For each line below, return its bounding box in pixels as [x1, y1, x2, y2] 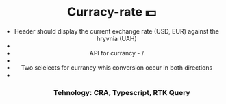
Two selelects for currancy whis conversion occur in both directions [21, 63, 213, 72]
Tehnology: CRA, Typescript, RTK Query [53, 88, 190, 97]
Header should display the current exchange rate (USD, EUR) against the [14, 27, 219, 35]
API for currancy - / [89, 49, 145, 57]
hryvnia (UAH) [97, 34, 137, 42]
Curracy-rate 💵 [67, 4, 156, 20]
